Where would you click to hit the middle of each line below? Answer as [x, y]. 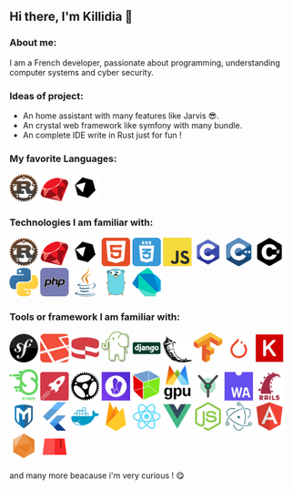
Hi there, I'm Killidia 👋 [71, 17]
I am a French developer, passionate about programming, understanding [145, 62]
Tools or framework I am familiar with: [95, 317]
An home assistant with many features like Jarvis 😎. [121, 116]
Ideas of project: [46, 96]
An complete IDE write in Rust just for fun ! [102, 135]
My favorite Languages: [63, 158]
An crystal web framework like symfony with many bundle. [132, 125]
